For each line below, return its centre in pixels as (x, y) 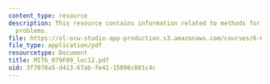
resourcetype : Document (48, 53)
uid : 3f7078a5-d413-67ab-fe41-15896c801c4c (82, 68)
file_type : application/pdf (55, 46)
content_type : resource (48, 16)
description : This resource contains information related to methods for (135, 23)
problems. (32, 30)
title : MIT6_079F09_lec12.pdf (59, 61)
